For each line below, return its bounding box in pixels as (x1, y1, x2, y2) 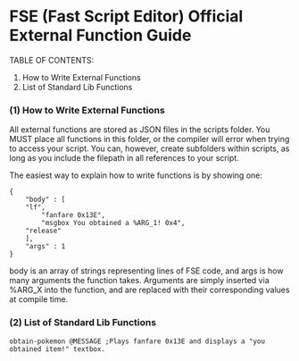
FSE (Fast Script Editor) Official (9, 6, 244, 27)
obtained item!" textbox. (9, 344, 105, 354)
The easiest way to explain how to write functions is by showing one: (9, 170, 263, 180)
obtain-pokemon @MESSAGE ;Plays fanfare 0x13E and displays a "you (9, 337, 266, 346)
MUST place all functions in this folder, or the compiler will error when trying (9, 134, 290, 145)
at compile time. (9, 294, 69, 305)
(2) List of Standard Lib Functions (9, 316, 157, 329)
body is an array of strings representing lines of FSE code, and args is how (9, 265, 284, 276)
